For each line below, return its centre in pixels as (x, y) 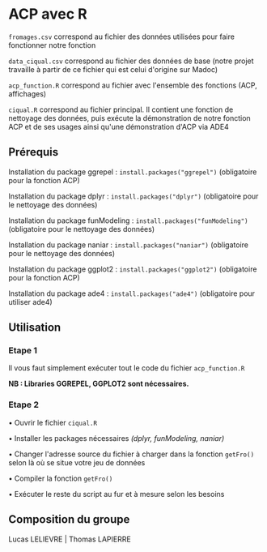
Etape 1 (23, 351)
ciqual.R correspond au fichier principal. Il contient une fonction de (121, 109)
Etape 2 (23, 404)
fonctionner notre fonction (52, 45)
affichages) (28, 93)
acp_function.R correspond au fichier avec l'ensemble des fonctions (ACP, (133, 85)
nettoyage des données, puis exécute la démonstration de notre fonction (129, 118)
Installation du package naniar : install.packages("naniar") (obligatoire (129, 245)
